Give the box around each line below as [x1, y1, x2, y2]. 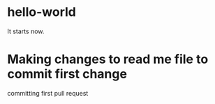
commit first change [7, 67, 128, 82]
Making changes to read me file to [7, 51, 209, 67]
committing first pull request [7, 89, 89, 97]
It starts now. [7, 27, 45, 35]
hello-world [7, 4, 77, 20]
